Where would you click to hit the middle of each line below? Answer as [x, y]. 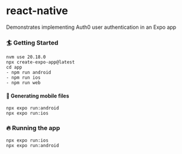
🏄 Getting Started [32, 42]
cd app [14, 68]
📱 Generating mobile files [38, 96]
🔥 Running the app [33, 128]
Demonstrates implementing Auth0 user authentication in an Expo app [91, 27]
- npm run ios [24, 78]
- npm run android [29, 73]
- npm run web [24, 83]
